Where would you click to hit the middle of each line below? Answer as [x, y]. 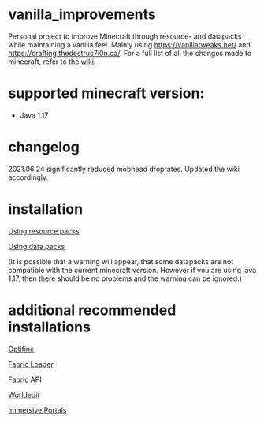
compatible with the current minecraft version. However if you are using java [132, 270]
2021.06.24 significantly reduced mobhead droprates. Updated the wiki [124, 169]
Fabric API [25, 379]
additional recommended [92, 310]
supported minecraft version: [106, 93]
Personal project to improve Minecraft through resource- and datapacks [125, 36]
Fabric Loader [31, 364]
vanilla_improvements [82, 15]
